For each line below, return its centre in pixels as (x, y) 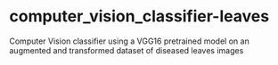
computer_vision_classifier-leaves (139, 16)
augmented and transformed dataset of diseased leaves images (127, 50)
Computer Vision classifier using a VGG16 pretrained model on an (129, 41)
